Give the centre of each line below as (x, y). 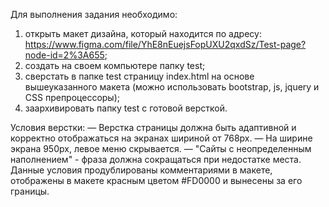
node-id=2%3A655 (64, 55)
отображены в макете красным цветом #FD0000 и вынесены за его (156, 180)
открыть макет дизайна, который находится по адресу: (143, 33)
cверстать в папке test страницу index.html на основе (139, 76)
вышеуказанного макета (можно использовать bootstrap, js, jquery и (172, 87)
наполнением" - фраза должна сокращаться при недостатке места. (156, 159)
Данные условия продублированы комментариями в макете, (141, 170)
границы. (30, 191)
